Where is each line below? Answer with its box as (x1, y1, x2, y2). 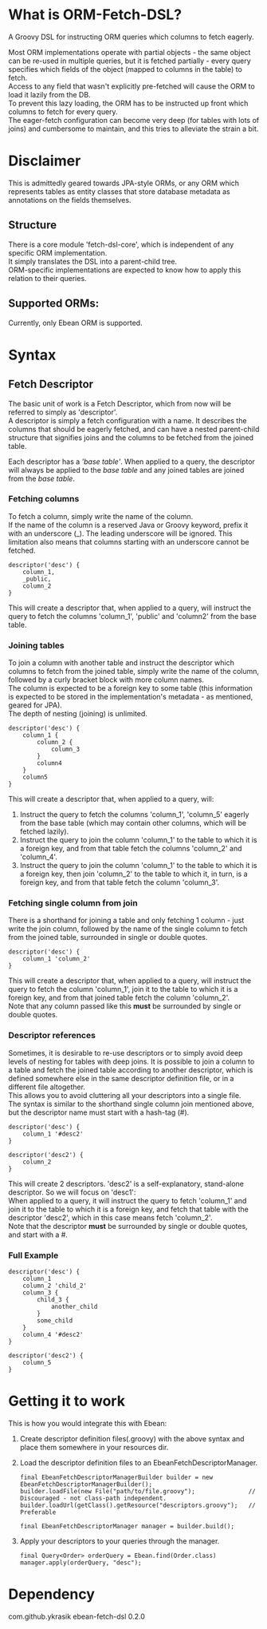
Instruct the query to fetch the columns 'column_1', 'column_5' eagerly (19, 810, 249, 819)
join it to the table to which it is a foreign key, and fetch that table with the (8, 1204, 249, 1214)
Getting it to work (8, 1392, 126, 1410)
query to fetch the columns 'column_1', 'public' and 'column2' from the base (8, 611, 257, 620)
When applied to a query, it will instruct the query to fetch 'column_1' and (8, 1195, 247, 1205)
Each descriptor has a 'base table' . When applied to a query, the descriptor (8, 457, 255, 466)
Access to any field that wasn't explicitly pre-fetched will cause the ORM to (8, 81, 255, 91)
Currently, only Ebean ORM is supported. (8, 318, 143, 327)
